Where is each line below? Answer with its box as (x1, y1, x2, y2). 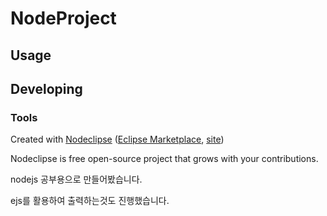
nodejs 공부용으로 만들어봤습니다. (10, 173, 143, 186)
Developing (10, 80, 83, 97)
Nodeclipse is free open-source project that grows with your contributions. (10, 153, 319, 165)
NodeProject (10, 7, 117, 30)
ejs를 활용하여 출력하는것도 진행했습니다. (10, 195, 170, 207)
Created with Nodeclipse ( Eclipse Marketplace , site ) (10, 133, 225, 146)
